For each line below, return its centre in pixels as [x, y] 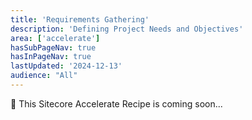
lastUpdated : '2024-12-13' [66, 66]
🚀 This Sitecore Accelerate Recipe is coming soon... [116, 103]
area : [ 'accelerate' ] [55, 38]
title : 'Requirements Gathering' [80, 19]
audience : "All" [44, 76]
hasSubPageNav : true [53, 47]
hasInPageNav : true [51, 57]
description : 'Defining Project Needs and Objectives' [127, 29]
